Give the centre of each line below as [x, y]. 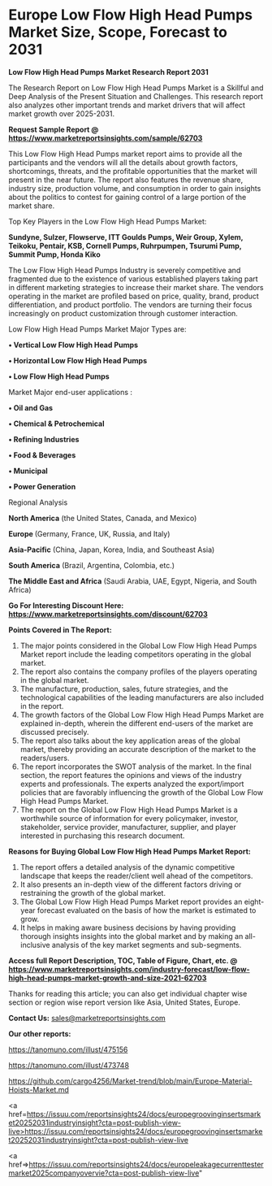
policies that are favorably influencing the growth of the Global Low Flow [142, 792]
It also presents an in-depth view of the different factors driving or [131, 884]
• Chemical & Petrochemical [56, 424]
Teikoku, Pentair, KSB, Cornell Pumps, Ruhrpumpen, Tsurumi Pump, [125, 245]
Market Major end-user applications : [70, 392]
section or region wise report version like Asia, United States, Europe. [125, 1002]
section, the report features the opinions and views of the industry [131, 775]
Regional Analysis [38, 502]
